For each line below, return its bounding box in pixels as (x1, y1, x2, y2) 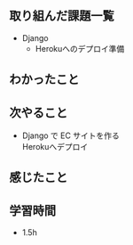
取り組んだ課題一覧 (9, 8, 114, 24)
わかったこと (9, 72, 80, 87)
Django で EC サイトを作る (21, 130, 120, 141)
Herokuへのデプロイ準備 (35, 43, 125, 53)
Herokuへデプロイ (21, 142, 89, 152)
